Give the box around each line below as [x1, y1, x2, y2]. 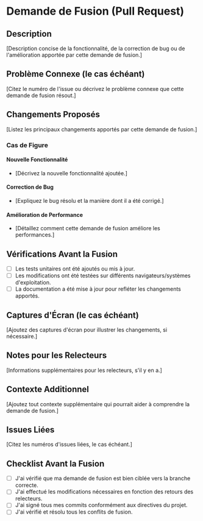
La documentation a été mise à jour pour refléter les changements [15, 285, 182, 293]
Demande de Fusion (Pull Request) [6, 4, 185, 18]
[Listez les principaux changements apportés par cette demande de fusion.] [6, 125, 198, 133]
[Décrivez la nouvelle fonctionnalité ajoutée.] [15, 169, 128, 177]
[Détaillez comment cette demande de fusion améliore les [15, 225, 160, 232]
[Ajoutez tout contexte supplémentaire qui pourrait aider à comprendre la [6, 400, 190, 407]
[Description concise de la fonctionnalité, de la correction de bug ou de [6, 45, 185, 52]
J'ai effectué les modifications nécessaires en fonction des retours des [15, 488, 194, 495]
